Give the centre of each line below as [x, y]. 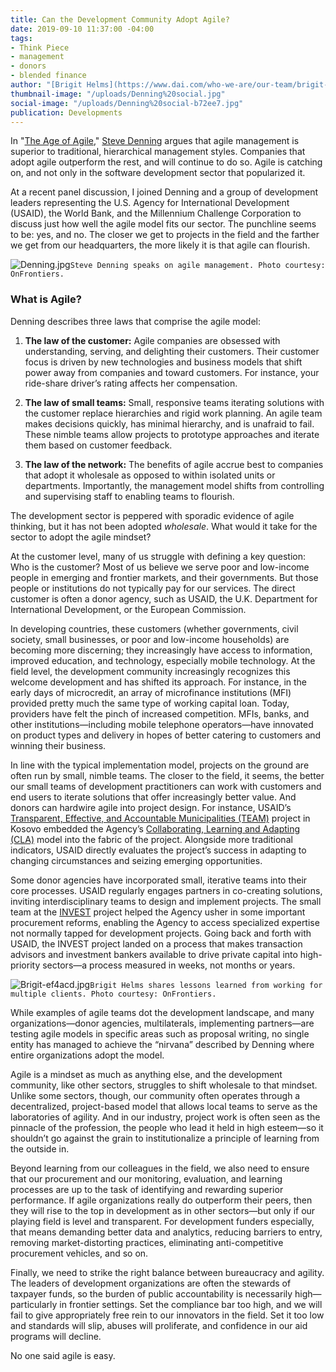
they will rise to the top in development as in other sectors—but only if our [163, 1210]
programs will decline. [56, 1336]
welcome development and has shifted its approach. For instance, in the [159, 682]
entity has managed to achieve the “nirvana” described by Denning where [162, 1044]
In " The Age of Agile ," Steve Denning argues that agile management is [155, 141]
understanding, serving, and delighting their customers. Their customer [172, 351]
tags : [21, 38]
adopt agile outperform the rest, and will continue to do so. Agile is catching [166, 162]
